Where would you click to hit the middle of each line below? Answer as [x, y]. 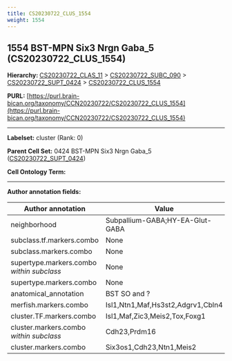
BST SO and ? [128, 294]
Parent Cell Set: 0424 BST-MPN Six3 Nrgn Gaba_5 [79, 151]
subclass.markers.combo [51, 251]
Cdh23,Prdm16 [131, 332]
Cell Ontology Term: [37, 172]
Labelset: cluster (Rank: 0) [45, 138]
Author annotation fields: [44, 192]
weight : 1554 [26, 20]
